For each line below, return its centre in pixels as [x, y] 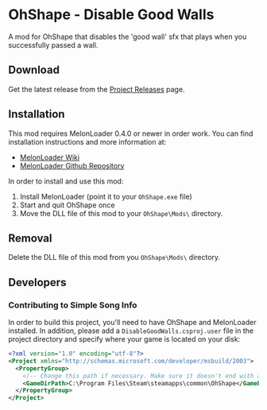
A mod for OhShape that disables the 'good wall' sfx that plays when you [128, 37]
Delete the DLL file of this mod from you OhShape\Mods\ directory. [114, 257]
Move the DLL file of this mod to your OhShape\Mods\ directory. [121, 213]
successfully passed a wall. [53, 44]
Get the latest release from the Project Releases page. [97, 89]
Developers [37, 282]
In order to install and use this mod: [66, 181]
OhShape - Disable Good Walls [111, 15]
